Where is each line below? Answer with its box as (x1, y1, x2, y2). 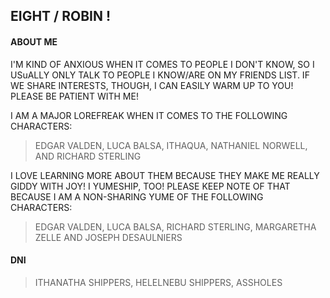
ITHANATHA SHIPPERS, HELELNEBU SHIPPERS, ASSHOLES (34, 276, 283, 288)
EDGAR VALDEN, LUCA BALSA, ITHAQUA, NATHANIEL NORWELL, (34, 139, 308, 151)
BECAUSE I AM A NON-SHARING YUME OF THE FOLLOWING (10, 190, 264, 203)
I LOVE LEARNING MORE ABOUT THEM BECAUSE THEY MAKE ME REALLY (10, 169, 320, 181)
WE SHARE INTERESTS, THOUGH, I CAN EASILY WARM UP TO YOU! (10, 79, 294, 91)
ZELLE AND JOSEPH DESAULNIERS (34, 231, 183, 243)
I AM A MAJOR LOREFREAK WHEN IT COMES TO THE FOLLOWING (10, 109, 288, 121)
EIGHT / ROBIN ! (10, 8, 112, 25)
